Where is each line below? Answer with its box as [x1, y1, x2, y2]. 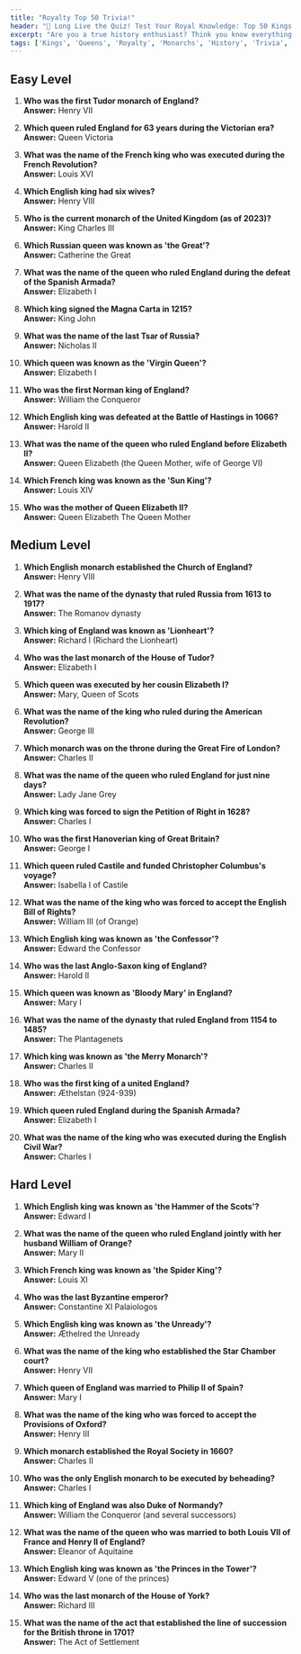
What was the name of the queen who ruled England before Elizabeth [22, 438, 288, 450]
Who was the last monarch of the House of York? [22, 1590, 210, 1601]
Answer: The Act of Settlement [22, 1636, 140, 1647]
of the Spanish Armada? [22, 276, 116, 288]
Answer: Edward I [22, 1210, 91, 1221]
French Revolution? [22, 159, 98, 170]
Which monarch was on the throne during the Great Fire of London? [22, 742, 281, 753]
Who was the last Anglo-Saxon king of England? [22, 960, 208, 971]
